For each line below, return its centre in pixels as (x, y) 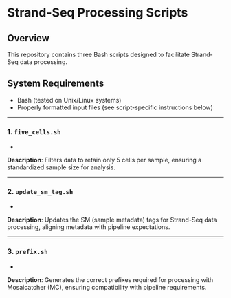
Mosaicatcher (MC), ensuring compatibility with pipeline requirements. (107, 287)
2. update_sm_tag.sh (40, 192)
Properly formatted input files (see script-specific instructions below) (115, 107)
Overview (29, 38)
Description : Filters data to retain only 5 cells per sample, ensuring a (104, 160)
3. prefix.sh (27, 251)
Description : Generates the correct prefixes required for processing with (110, 279)
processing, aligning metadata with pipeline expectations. (89, 227)
